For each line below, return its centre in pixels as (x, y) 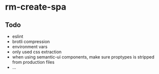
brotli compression (31, 42)
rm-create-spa (36, 7)
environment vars (30, 47)
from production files (33, 62)
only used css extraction (37, 52)
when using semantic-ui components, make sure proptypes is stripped (83, 57)
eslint (18, 36)
